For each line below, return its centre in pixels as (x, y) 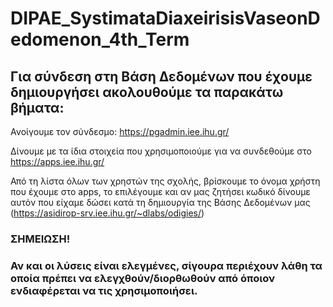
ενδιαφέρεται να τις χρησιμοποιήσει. (104, 290)
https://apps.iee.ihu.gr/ (57, 161)
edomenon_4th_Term (100, 39)
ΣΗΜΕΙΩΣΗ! (40, 239)
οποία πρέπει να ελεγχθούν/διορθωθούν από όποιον (143, 278)
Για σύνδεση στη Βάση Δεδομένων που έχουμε (161, 76)
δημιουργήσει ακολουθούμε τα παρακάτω (147, 92)
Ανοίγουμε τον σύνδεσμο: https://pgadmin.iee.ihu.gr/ (120, 131)
